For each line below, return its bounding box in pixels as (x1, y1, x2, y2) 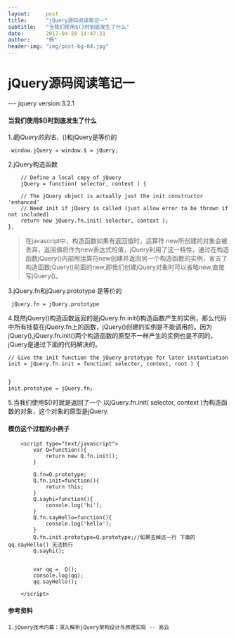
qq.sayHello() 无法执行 (8, 542, 73, 549)
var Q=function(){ (33, 447, 87, 454)
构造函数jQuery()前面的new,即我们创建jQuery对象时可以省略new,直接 (25, 263, 225, 271)
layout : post (8, 10, 59, 18)
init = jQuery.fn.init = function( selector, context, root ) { (8, 360, 200, 367)
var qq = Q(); (33, 566, 78, 573)
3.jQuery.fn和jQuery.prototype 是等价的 (8, 287, 122, 295)
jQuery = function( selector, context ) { (20, 181, 147, 188)
